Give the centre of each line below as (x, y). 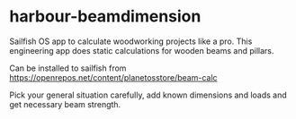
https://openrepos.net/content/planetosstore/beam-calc (113, 77)
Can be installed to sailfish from (68, 68)
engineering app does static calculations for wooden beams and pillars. (142, 50)
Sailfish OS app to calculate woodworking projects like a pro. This (131, 41)
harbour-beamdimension (105, 17)
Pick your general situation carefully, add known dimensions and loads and (148, 95)
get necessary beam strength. (65, 104)
